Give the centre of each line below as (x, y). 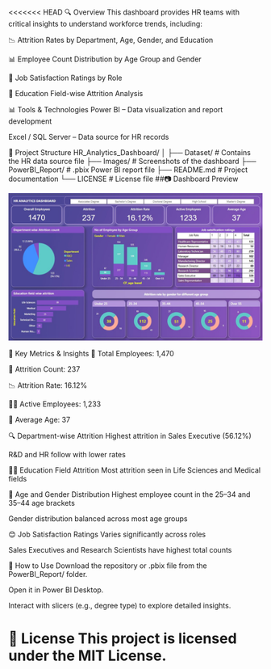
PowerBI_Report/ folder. (48, 574)
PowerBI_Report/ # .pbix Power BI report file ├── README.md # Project (128, 170)
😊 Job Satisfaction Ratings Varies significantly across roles (107, 534)
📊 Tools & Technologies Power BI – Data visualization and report (116, 109)
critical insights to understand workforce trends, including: (106, 24)
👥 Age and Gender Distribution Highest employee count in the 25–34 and (129, 494)
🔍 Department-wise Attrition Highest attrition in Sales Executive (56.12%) (130, 436)
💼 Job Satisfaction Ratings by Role (65, 78)
